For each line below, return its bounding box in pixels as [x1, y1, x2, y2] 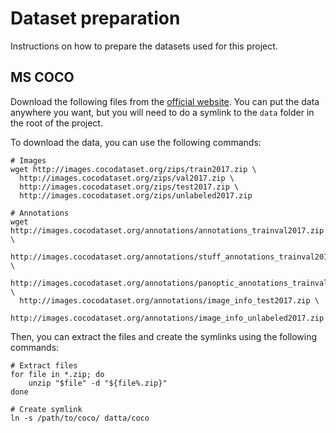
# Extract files [10, 360, 78, 371]
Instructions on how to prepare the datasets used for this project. [10, 40, 278, 52]
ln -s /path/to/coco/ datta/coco [10, 413, 150, 423]
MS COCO [10, 69, 75, 86]
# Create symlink [10, 404, 83, 414]
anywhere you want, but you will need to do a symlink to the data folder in [10, 106, 315, 118]
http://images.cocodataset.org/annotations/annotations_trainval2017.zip [10, 225, 325, 236]
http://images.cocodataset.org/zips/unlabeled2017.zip [19, 190, 253, 201]
